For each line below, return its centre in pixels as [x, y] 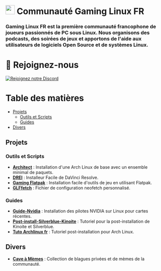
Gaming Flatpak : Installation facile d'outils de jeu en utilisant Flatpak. [82, 182]
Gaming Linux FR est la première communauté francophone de [81, 27]
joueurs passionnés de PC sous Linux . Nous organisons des [78, 33]
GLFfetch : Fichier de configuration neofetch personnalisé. [72, 188]
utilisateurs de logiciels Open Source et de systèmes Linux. [77, 45]
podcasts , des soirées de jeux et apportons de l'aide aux [73, 39]
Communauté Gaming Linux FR [80, 11]
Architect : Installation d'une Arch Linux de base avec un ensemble [80, 167]
